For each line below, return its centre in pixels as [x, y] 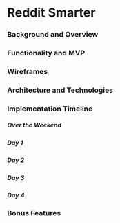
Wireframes [28, 71]
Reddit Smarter [51, 13]
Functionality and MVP [46, 53]
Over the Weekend [34, 125]
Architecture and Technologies [60, 90]
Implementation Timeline [50, 109]
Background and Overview [53, 35]
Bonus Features [34, 213]
